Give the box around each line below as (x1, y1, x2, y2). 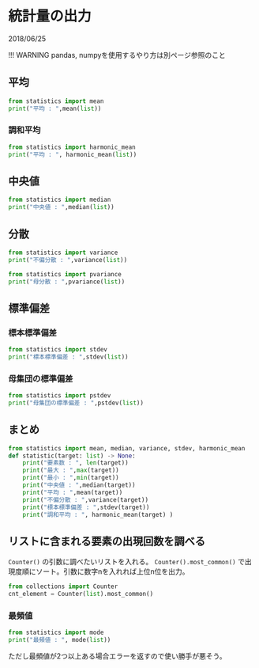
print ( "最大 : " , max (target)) (22, 466, 120, 475)
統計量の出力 (8, 7, 92, 25)
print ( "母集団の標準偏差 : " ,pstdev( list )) (8, 399, 145, 408)
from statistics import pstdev (8, 392, 111, 400)
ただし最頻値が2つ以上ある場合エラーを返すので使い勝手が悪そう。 (8, 651, 227, 661)
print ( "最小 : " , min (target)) (22, 474, 120, 482)
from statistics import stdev (8, 346, 108, 354)
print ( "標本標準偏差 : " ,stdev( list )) (8, 353, 129, 361)
